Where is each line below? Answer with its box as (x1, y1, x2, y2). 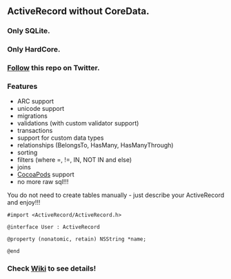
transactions (17, 127, 53, 135)
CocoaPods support (17, 170, 74, 178)
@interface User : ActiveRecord (7, 224, 100, 231)
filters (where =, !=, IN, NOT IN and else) (17, 156, 132, 164)
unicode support (17, 105, 65, 113)
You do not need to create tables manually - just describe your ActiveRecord (7, 191, 225, 199)
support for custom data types (17, 134, 104, 142)
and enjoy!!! (7, 198, 41, 207)
